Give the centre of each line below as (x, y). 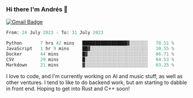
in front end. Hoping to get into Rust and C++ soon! (68, 88)
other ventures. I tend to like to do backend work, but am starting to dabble (97, 82)
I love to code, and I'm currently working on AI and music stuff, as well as (94, 76)
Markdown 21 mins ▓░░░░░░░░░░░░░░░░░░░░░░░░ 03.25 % (90, 65)
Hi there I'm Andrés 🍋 (37, 9)
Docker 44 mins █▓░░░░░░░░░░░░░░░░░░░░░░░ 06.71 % (90, 54)
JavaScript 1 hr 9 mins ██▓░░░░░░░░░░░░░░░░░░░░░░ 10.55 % (90, 49)
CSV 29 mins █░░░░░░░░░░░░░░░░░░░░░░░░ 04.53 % (90, 60)
